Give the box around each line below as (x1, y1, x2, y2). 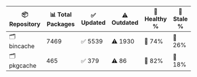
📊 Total (49, 10, 72, 18)
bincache (9, 42, 35, 50)
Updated (81, 19, 106, 26)
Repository (9, 20, 41, 28)
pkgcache (9, 62, 37, 69)
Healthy (144, 15, 167, 23)
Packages (46, 20, 75, 28)
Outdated (111, 19, 139, 26)
